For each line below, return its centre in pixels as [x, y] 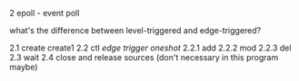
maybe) [24, 67]
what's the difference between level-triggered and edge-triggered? [135, 30]
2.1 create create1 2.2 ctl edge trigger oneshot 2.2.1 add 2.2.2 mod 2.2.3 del [150, 48]
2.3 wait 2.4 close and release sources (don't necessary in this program [144, 57]
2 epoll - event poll [45, 13]
